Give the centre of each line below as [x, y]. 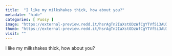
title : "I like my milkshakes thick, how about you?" [65, 10]
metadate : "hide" [24, 15]
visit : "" [16, 34]
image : [12, 24]
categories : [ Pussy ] [29, 19]
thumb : [12, 29]
